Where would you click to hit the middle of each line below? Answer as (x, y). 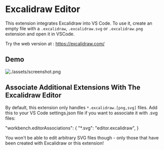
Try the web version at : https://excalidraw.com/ (55, 43)
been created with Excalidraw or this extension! (54, 143)
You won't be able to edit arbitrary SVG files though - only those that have (82, 137)
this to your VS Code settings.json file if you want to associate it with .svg (81, 113)
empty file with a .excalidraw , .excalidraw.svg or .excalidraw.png (74, 28)
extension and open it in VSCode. (40, 34)
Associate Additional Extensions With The (73, 87)
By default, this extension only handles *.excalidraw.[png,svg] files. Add (81, 107)
